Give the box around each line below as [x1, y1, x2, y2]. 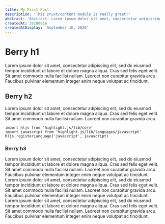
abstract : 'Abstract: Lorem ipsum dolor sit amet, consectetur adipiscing [5, 16, 162, 21]
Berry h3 [5, 145, 27, 152]
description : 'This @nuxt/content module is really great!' [5, 12, 131, 17]
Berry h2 [5, 92, 32, 101]
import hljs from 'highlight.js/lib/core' [5, 125, 93, 130]
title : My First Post [5, 7, 50, 12]
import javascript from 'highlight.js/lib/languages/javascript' [5, 129, 141, 134]
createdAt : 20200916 [5, 21, 48, 26]
